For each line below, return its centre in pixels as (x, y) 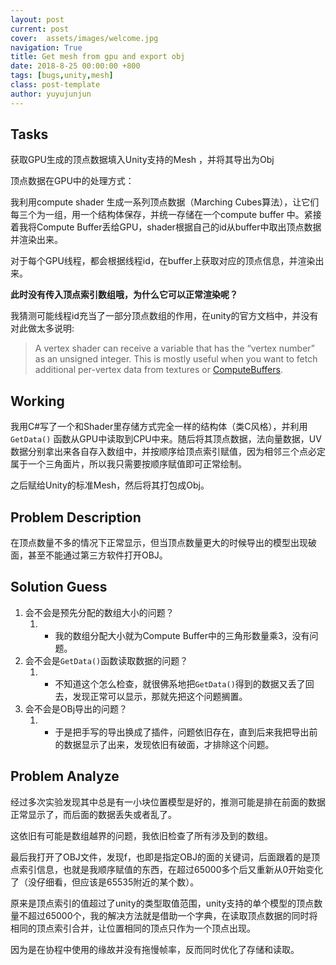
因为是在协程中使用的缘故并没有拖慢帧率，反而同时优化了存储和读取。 (155, 949)
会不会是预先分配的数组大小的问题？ (99, 612)
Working (37, 401)
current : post (40, 29)
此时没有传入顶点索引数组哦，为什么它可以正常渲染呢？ (124, 295)
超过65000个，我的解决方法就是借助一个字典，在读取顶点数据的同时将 (172, 915)
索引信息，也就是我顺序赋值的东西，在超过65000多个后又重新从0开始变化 (171, 869)
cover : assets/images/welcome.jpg (84, 38)
